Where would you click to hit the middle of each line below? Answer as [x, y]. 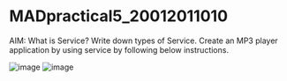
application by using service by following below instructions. [119, 49]
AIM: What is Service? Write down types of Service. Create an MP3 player [143, 40]
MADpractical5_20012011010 [118, 16]
